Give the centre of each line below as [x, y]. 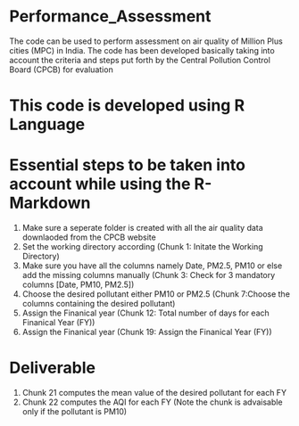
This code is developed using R [127, 106]
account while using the [100, 184]
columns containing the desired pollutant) [99, 304]
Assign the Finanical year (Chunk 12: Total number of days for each [145, 313]
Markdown [50, 203]
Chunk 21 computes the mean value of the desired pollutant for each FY [154, 393]
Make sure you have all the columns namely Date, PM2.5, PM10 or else [152, 266]
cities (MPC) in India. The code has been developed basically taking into [142, 50]
